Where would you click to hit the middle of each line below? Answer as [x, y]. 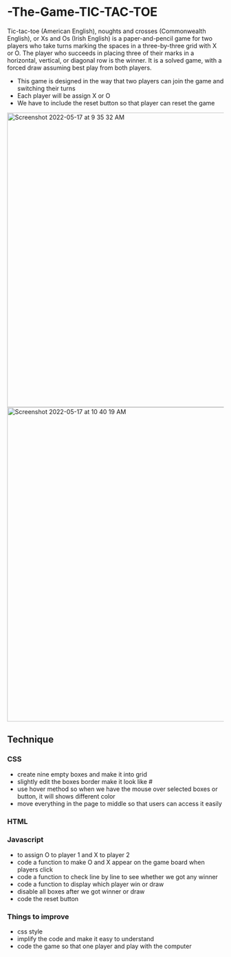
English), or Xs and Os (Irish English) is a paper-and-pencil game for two [110, 38]
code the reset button [48, 898]
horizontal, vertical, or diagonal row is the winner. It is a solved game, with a [114, 60]
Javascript [25, 840]
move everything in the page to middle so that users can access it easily [119, 803]
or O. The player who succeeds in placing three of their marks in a [101, 53]
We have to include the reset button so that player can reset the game [116, 103]
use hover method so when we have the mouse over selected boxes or [117, 789]
